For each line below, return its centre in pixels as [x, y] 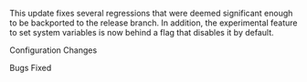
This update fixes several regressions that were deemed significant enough [151, 13]
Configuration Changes [53, 50]
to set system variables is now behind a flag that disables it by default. [142, 32]
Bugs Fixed [31, 68]
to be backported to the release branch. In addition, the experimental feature [153, 23]
